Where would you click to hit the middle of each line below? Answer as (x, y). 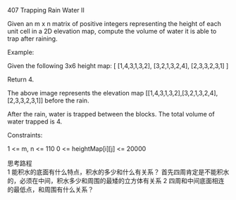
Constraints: (25, 135)
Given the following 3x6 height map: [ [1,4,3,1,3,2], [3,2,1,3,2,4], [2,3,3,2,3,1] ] (118, 66)
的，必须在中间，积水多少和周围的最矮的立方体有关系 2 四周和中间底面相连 (116, 181)
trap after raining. (32, 39)
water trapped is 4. (35, 121)
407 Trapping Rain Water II (46, 10)
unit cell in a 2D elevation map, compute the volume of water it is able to (112, 31)
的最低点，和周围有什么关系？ (50, 189)
